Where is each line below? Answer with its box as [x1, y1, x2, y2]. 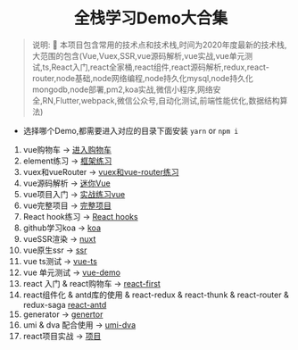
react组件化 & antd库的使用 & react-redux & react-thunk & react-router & [22, 289, 289, 300]
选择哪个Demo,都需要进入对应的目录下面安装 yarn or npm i [22, 125, 239, 136]
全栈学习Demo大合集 [73, 8, 228, 29]
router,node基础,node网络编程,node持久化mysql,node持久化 [31, 72, 253, 83]
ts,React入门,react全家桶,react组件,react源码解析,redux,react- [42, 62, 270, 72]
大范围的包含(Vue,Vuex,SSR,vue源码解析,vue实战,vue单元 [31, 50, 245, 61]
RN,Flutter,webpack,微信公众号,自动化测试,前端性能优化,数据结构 [42, 95, 280, 105]
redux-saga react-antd [22, 299, 107, 310]
